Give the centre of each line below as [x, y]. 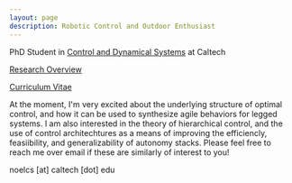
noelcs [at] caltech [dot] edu [62, 169]
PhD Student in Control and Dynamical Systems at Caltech [118, 51]
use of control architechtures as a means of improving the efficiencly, [138, 133]
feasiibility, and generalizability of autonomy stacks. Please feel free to [141, 142]
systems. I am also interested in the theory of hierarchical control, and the [146, 124]
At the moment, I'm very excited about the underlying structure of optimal [146, 104]
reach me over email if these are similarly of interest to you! [119, 152]
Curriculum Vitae [41, 87]
